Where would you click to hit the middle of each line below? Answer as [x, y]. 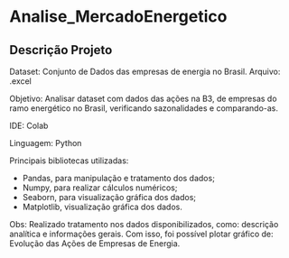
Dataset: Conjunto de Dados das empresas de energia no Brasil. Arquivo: [145, 71]
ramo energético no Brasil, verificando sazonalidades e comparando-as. [144, 108]
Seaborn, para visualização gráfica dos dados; [109, 197]
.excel [20, 81]
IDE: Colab [29, 125]
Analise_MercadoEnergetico [118, 17]
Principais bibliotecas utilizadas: [69, 161]
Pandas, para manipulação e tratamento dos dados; [118, 178]
